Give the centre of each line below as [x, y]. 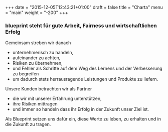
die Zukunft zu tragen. [28, 124]
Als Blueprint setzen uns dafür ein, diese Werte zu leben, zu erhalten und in [83, 119]
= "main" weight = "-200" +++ [37, 13]
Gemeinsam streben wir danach [38, 43]
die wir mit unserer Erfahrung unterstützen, [57, 99]
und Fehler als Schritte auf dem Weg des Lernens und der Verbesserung [87, 69]
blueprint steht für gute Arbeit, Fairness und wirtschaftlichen [81, 26]
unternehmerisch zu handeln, [43, 53]
